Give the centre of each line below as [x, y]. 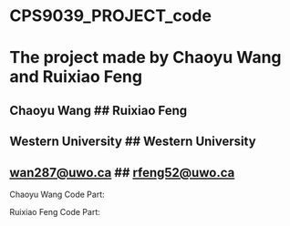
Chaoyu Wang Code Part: [57, 194]
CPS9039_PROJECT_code [111, 16]
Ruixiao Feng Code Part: [55, 211]
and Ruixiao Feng [76, 77]
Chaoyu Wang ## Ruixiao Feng [98, 110]
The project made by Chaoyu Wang [145, 58]
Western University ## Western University [133, 142]
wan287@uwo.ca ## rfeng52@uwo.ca [122, 173]
